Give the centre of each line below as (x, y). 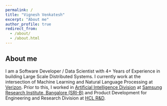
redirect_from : (21, 29)
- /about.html (25, 39)
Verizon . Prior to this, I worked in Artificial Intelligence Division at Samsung (84, 87)
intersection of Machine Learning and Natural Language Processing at (79, 82)
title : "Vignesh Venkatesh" (35, 15)
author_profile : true (28, 24)
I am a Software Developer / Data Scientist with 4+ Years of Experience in (83, 71)
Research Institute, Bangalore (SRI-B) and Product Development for (76, 92)
